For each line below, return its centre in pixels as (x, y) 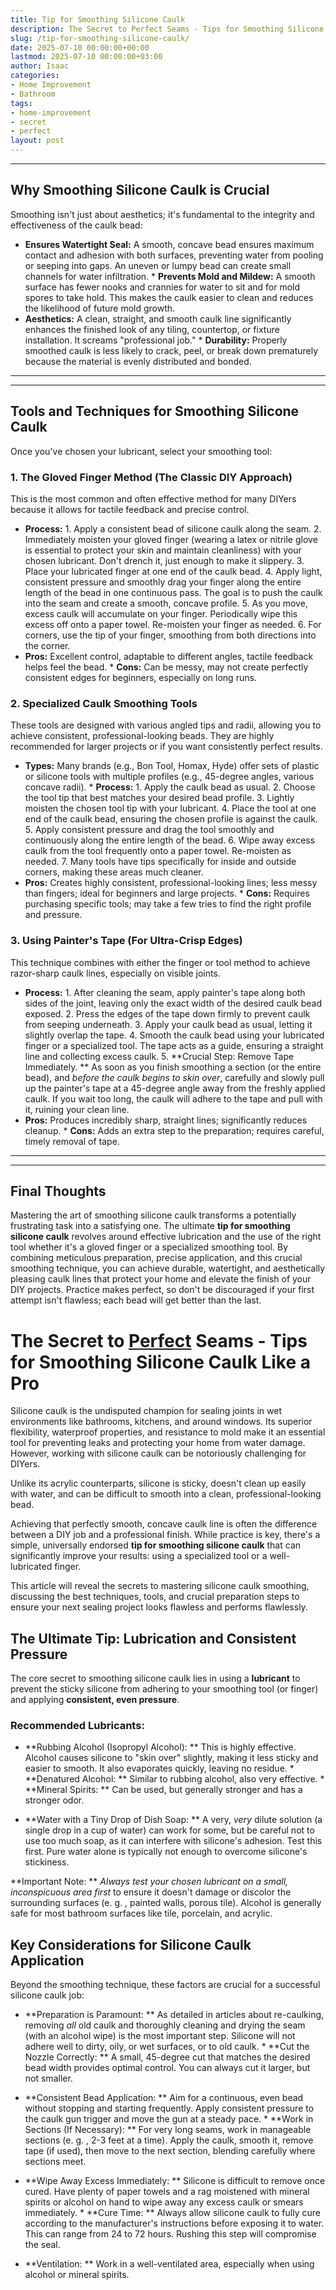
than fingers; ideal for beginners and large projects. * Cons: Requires (167, 893)
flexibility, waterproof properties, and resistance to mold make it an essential (168, 1432)
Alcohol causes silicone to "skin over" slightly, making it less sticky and (171, 1758)
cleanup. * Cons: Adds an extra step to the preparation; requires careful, (174, 1130)
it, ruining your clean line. (77, 1109)
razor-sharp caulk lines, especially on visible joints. (115, 973)
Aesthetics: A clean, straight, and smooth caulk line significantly (158, 318)
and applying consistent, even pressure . (95, 1700)
